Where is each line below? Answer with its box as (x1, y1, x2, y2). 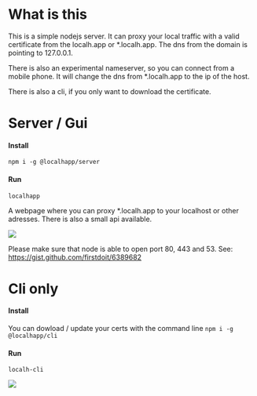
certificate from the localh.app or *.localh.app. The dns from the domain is (8, 39, 248, 49)
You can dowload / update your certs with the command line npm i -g (8, 323, 234, 332)
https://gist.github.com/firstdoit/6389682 (8, 252, 142, 262)
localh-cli (8, 366, 44, 374)
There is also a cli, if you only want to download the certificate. (8, 86, 211, 96)
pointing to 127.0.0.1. (8, 48, 73, 57)
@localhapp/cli (8, 332, 58, 340)
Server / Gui (8, 114, 88, 133)
